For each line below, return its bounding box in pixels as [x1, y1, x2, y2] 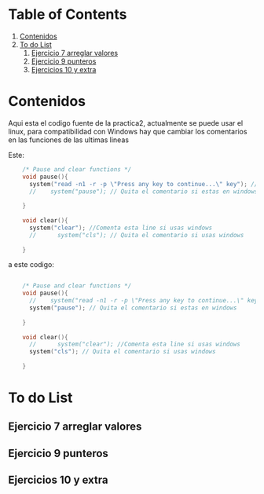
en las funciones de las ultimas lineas [8, 135, 130, 145]
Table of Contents [8, 5, 127, 24]
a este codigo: [8, 260, 55, 269]
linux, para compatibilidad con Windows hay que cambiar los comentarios [8, 126, 247, 136]
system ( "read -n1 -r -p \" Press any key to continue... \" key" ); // [28, 180, 258, 188]
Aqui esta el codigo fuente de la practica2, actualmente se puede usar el [8, 118, 244, 127]
